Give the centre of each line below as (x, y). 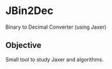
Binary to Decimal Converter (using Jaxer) (56, 27)
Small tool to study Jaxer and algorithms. (55, 59)
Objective (24, 45)
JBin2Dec (29, 11)
